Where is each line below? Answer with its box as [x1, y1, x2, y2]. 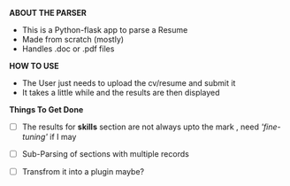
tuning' [21, 132, 49, 143]
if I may [50, 132, 77, 143]
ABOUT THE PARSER [9, 8, 87, 18]
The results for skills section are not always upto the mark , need [21, 121, 259, 132]
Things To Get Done [9, 105, 84, 114]
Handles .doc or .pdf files [21, 43, 115, 54]
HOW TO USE [9, 61, 59, 71]
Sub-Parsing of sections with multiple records [21, 149, 190, 159]
